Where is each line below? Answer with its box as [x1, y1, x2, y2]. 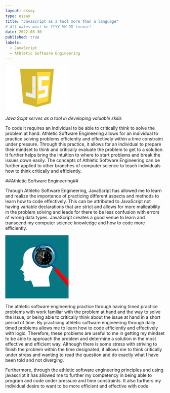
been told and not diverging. [5, 357, 64, 363]
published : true [5, 35, 39, 40]
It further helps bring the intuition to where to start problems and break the [5, 152, 161, 158]
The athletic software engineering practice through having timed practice [5, 304, 158, 310]
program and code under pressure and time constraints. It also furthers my [5, 378, 161, 384]
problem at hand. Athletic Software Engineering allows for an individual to [5, 130, 158, 136]
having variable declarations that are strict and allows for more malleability [5, 204, 160, 210]
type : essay [5, 13, 30, 19]
